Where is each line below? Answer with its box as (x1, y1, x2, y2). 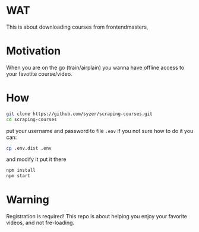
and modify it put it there (6, 156, 67, 163)
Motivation (6, 44, 61, 58)
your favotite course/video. (6, 70, 72, 78)
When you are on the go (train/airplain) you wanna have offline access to (6, 64, 185, 71)
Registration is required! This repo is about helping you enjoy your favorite (6, 213, 188, 220)
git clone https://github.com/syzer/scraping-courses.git (6, 111, 153, 117)
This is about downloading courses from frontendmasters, (6, 23, 149, 30)
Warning (6, 193, 49, 206)
